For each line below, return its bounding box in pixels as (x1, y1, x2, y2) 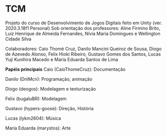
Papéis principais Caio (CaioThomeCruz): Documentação (5, 66, 126, 72)
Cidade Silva (5, 36, 32, 42)
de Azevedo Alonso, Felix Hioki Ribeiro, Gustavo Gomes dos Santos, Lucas (5, 51, 161, 57)
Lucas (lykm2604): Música (5, 115, 61, 121)
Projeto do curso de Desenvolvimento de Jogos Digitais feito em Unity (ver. (5, 20, 162, 26)
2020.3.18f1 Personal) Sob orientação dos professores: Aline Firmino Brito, (5, 25, 160, 31)
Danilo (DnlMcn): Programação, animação (5, 76, 93, 82)
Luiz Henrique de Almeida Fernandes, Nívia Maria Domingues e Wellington (5, 30, 160, 36)
